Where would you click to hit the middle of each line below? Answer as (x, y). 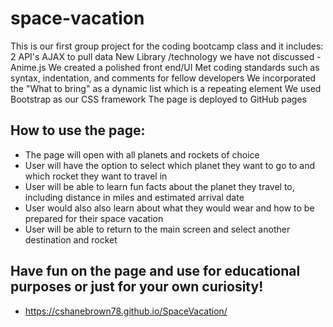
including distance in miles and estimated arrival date (134, 197)
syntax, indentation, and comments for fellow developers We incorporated (163, 78)
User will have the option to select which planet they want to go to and (170, 165)
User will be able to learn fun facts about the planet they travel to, (159, 186)
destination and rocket (71, 239)
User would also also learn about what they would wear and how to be (169, 208)
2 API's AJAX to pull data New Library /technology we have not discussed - (166, 56)
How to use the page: (78, 130)
